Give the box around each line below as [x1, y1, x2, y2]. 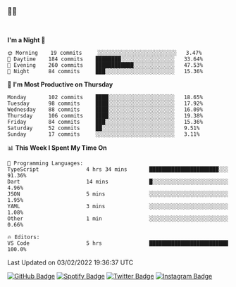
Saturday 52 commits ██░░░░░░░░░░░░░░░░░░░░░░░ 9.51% [7, 125, 200, 132]
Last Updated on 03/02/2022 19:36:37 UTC [7, 258, 134, 267]
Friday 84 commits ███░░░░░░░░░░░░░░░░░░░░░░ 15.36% [7, 119, 203, 126]
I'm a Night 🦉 [7, 36, 46, 44]
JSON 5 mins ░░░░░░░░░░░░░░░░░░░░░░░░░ [7, 191, 229, 198]
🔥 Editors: [7, 234, 40, 241]
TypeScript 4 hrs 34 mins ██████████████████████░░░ [7, 166, 229, 173]
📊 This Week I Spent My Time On [7, 143, 107, 152]
